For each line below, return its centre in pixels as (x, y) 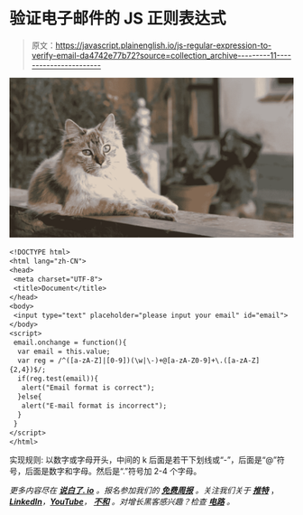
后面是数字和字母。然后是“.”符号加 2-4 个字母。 (113, 472)
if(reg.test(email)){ (58, 379)
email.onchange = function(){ (70, 343)
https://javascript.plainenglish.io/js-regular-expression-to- (164, 45)
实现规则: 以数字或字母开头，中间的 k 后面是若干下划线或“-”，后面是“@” (143, 460)
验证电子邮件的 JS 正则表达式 (118, 19)
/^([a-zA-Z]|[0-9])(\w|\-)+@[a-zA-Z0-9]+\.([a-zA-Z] (158, 361)
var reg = (36, 361)
